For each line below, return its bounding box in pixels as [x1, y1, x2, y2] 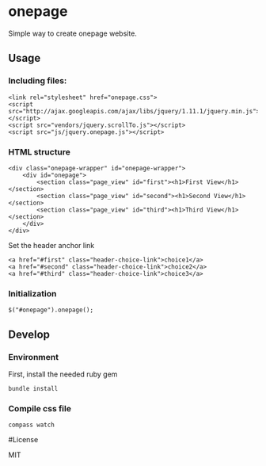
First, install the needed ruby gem [8, 369, 118, 379]
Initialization [8, 288, 57, 299]
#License [8, 435, 39, 445]
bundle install [8, 384, 59, 392]
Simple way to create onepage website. [8, 29, 137, 38]
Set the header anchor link [8, 240, 95, 250]
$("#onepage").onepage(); [8, 306, 93, 315]
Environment [8, 351, 59, 362]
